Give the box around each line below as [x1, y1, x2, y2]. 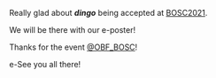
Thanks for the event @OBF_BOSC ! [9, 42, 138, 52]
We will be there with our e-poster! [9, 25, 135, 35]
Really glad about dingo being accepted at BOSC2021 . [9, 8, 208, 18]
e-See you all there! [9, 59, 81, 69]
